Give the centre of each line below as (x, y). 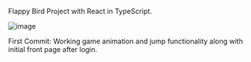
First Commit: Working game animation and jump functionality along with (125, 41)
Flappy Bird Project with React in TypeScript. (80, 11)
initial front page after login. (53, 49)
